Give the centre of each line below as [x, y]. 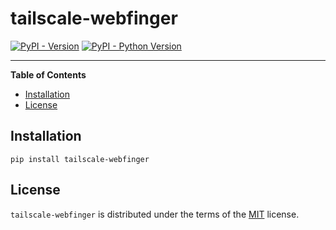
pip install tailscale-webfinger [80, 159]
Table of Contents [48, 74]
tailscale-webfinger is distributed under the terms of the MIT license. [155, 214]
